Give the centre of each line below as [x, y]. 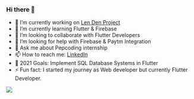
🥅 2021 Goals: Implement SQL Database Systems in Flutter [86, 63]
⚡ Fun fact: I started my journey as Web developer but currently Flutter [101, 70]
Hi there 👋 [21, 10]
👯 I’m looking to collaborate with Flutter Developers [77, 35]
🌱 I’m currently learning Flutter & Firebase [66, 29]
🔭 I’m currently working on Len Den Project [68, 23]
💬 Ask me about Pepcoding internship [61, 48]
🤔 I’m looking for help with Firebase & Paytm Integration [83, 42]
